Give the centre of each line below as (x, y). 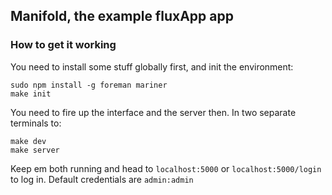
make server (35, 150)
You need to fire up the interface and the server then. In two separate (153, 112)
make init (31, 94)
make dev (28, 141)
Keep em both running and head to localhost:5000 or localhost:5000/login (166, 168)
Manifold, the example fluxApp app (122, 16)
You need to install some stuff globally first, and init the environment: (152, 66)
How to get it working (63, 45)
